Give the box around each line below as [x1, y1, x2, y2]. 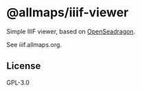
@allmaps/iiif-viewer [6, 5, 129, 20]
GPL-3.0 [6, 78, 30, 87]
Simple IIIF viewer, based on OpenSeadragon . [6, 27, 136, 35]
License [6, 60, 41, 72]
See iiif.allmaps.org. [6, 40, 62, 48]
